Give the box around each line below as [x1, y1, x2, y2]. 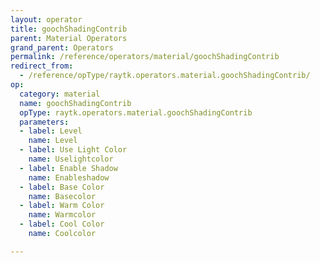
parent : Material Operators [10, 33, 128, 43]
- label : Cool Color [19, 219, 105, 230]
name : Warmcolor [28, 210, 97, 220]
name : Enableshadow [28, 172, 110, 183]
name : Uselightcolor [28, 154, 114, 164]
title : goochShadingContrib [10, 24, 128, 34]
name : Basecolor [28, 191, 97, 201]
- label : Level [19, 126, 83, 136]
